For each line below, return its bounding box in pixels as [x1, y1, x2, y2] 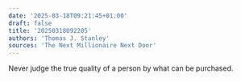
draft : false [8, 19, 52, 27]
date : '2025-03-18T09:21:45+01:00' [8, 11, 128, 20]
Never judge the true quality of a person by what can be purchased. [8, 63, 234, 73]
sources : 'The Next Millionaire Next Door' [8, 42, 157, 50]
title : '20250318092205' [8, 26, 92, 34]
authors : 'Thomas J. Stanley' [8, 34, 110, 43]
